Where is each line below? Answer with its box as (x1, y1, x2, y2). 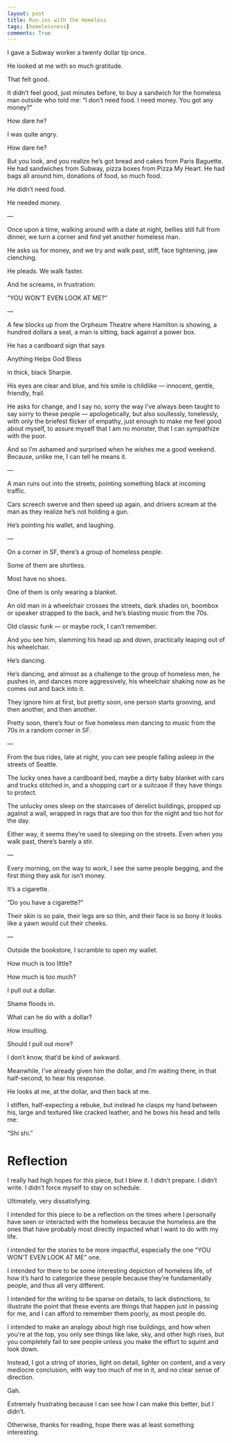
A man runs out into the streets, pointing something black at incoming (7, 479, 206, 488)
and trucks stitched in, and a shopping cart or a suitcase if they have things (7, 781, 222, 789)
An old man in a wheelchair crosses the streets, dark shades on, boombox (7, 602, 219, 610)
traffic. (7, 487, 26, 495)
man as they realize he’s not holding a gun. (7, 508, 130, 516)
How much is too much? (7, 973, 76, 981)
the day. (7, 816, 30, 825)
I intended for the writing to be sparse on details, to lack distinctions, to (7, 1295, 211, 1303)
